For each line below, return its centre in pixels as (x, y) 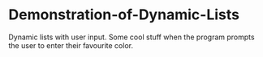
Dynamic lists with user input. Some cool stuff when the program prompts (131, 37)
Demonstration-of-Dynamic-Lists (124, 15)
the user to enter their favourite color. (71, 45)
